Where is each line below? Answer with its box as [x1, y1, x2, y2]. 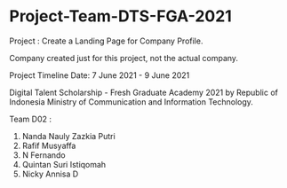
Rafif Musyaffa [21, 140, 76, 151]
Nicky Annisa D [21, 168, 79, 179]
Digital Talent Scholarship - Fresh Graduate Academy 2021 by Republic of [9, 87, 278, 98]
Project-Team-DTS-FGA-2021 [9, 6, 233, 27]
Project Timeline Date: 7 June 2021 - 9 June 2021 [9, 69, 190, 81]
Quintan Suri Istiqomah [21, 159, 107, 169]
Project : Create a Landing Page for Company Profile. [9, 35, 203, 46]
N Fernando [21, 149, 67, 161]
